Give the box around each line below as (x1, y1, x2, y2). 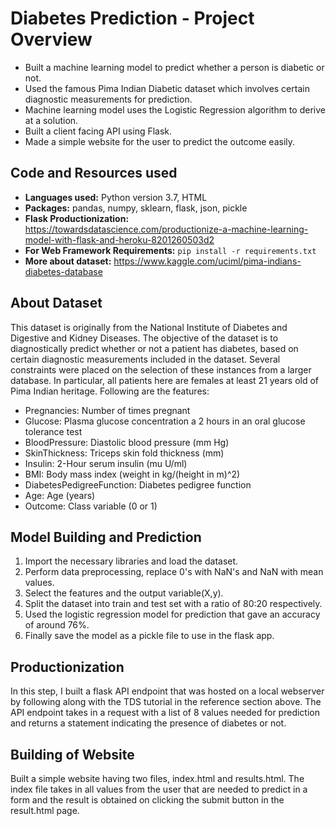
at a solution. (24, 114, 79, 126)
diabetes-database (24, 265, 103, 277)
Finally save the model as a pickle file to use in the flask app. (24, 630, 275, 642)
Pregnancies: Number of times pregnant (24, 404, 191, 416)
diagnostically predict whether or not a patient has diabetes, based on (10, 342, 299, 354)
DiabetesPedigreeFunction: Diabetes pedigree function (24, 478, 252, 491)
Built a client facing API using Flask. (24, 125, 173, 137)
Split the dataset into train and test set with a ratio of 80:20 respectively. (24, 598, 323, 610)
